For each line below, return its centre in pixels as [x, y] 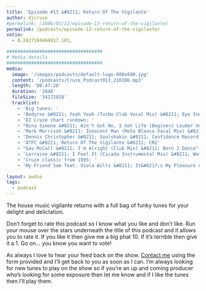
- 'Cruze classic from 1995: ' [57, 160]
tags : [13, 182]
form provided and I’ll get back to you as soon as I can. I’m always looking [100, 262]
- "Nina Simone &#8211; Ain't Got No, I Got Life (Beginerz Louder [105, 126]
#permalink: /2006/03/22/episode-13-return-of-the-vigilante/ [87, 23]
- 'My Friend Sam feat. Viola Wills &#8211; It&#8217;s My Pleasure [107, 165]
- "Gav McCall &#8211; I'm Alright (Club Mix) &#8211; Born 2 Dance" [108, 148]
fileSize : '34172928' [40, 97]
